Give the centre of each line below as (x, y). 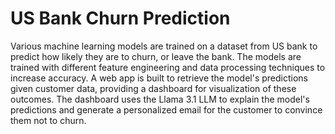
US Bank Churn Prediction (120, 18)
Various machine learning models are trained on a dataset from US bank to (164, 46)
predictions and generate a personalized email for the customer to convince (166, 109)
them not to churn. (48, 120)
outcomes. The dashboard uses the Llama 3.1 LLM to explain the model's (160, 99)
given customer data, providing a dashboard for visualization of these (153, 88)
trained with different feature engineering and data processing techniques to (168, 67)
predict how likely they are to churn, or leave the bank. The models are (156, 56)
